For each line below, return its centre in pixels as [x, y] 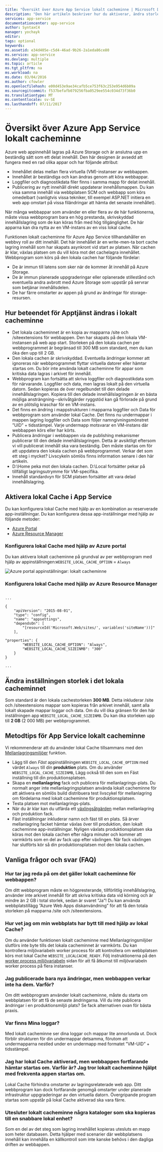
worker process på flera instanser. [39, 966]
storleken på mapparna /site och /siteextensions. [54, 911]
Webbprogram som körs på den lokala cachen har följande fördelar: [73, 257]
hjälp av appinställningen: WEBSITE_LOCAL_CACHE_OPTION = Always [68, 562]
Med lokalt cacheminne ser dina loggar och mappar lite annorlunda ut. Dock [81, 1034]
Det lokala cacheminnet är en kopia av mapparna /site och [70, 332]
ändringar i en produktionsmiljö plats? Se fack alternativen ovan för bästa [78, 1006]
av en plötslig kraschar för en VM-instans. [54, 404]
